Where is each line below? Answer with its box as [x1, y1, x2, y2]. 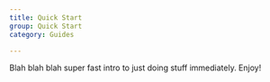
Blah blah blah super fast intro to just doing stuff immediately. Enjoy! [9, 62, 262, 73]
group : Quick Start [9, 22, 83, 31]
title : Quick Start [9, 13, 83, 23]
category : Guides [9, 30, 75, 39]
